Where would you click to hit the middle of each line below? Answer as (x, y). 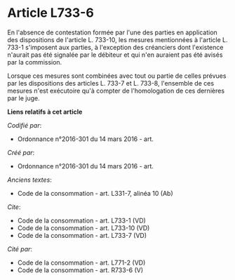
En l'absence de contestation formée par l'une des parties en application (112, 32)
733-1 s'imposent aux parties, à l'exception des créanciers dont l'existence (115, 47)
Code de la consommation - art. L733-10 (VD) (83, 228)
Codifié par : (25, 125)
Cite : (14, 207)
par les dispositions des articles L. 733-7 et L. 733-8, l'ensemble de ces (111, 83)
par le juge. (23, 98)
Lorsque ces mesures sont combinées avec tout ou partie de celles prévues (117, 76)
